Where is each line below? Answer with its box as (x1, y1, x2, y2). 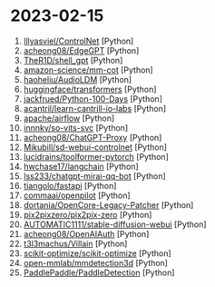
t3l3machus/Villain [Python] (23, 238, 128, 249)
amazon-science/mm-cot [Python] (23, 64, 153, 75)
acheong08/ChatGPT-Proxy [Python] (23, 132, 162, 143)
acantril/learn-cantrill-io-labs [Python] (23, 103, 167, 114)
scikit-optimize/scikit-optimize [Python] (23, 247, 171, 259)
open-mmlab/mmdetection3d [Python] (23, 257, 169, 268)
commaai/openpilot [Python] (23, 190, 131, 201)
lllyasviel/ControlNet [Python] (23, 35, 134, 46)
